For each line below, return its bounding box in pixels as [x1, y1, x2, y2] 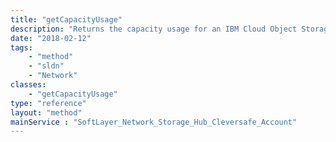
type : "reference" [10, 98, 87, 108]
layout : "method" [10, 107, 83, 118]
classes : [10, 80, 47, 90]
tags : [10, 42, 33, 53]
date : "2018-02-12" [10, 33, 92, 43]
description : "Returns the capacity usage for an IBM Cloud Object [10, 24, 298, 34]
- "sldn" [28, 61, 65, 71]
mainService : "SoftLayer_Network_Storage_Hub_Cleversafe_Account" [10, 117, 298, 127]
